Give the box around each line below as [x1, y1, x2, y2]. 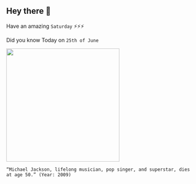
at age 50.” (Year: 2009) [6, 171, 71, 178]
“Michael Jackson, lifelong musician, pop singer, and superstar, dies [6, 167, 190, 173]
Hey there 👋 [6, 6, 51, 16]
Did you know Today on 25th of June [6, 36, 99, 43]
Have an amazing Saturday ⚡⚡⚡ [6, 22, 84, 30]
